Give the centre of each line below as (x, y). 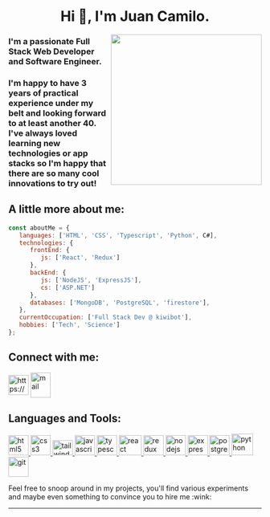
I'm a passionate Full (49, 42)
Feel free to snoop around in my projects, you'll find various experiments (129, 488)
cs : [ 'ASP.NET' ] (67, 287)
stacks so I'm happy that (57, 164)
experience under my (51, 104)
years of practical (43, 93)
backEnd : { (48, 273)
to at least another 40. (52, 124)
